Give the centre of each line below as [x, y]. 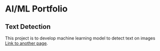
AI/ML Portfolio [36, 9]
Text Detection [28, 27]
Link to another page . [27, 43]
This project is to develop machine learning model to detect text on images [80, 38]
